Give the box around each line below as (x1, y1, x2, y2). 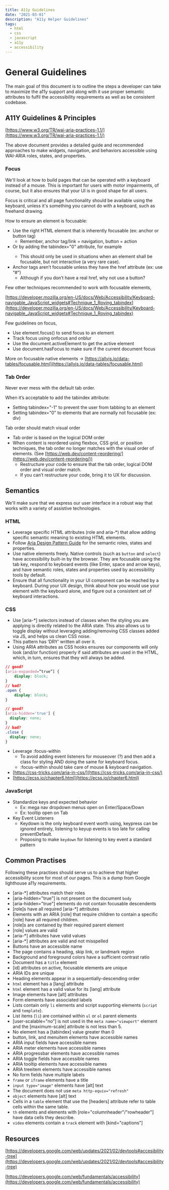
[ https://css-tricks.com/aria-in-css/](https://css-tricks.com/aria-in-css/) (12, 769, 162, 775)
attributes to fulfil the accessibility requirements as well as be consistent (5, 94, 155, 100)
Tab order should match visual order (5, 425, 80, 431)
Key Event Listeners (12, 815, 54, 821)
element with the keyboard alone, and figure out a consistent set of (12, 588, 152, 594)
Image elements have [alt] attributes (12, 992, 88, 998)
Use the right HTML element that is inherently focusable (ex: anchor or (12, 227, 159, 233)
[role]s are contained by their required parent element (12, 922, 124, 928)
